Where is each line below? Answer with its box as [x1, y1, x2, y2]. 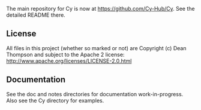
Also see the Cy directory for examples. [6, 97, 104, 104]
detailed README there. [6, 11, 66, 19]
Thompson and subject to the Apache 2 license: [6, 51, 125, 58]
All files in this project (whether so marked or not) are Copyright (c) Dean [6, 44, 187, 51]
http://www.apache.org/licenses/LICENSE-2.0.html [6, 57, 132, 65]
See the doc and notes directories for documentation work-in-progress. [6, 90, 184, 97]
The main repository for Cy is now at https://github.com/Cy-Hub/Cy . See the [6, 5, 195, 12]
